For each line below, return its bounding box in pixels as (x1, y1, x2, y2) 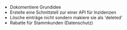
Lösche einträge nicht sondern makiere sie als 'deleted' (9, 15, 123, 20)
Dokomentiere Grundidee (9, 4, 62, 10)
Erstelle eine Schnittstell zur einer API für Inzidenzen (9, 9, 117, 15)
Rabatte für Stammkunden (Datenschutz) (9, 20, 94, 26)
